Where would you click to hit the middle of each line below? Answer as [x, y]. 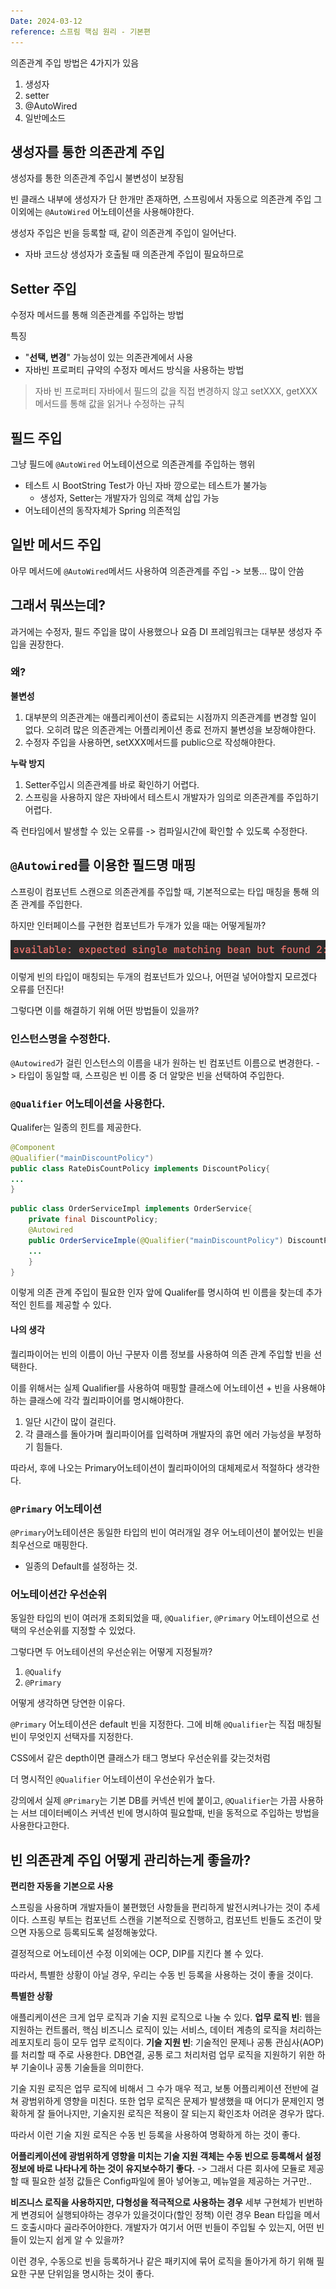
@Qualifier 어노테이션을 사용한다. [88, 1103]
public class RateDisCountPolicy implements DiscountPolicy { [140, 1168]
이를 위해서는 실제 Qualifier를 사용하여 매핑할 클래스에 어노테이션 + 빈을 [151, 1387]
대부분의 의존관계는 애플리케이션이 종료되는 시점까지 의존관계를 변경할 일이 [170, 717]
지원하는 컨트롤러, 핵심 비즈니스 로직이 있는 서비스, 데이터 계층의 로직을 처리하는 [166, 2030]
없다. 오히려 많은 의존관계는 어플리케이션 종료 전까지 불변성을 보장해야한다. [170, 729]
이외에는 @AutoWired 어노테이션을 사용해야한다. [102, 212]
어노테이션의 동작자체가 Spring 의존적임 [103, 510]
